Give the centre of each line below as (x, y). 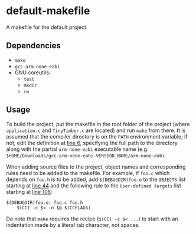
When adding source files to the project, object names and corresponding (96, 167)
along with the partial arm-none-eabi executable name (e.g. (77, 149)
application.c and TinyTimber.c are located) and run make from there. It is (96, 130)
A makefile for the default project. (47, 27)
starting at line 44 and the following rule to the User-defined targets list (94, 185)
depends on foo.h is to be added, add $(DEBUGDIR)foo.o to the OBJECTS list (96, 179)
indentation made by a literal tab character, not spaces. (73, 225)
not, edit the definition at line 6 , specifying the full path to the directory (92, 143)
